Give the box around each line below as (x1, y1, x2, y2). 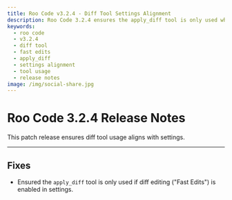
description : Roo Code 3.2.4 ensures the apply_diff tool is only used (7, 17, 217, 23)
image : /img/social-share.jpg (7, 81, 95, 88)
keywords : (7, 23, 36, 30)
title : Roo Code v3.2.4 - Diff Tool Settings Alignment (7, 10, 171, 17)
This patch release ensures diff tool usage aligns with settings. (7, 133, 185, 141)
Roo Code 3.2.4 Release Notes (7, 110, 186, 126)
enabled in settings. (17, 186, 74, 193)
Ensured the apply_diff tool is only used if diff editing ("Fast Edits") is (17, 178, 216, 186)
